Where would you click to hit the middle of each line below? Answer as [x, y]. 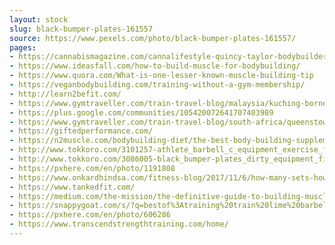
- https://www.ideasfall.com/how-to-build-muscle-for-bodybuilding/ [155, 66]
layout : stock [39, 19]
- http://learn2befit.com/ [65, 94]
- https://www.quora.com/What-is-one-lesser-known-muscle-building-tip [161, 76]
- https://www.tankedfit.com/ [72, 187]
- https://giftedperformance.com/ [81, 131]
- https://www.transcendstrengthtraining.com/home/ [119, 224]
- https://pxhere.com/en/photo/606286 [90, 215]
